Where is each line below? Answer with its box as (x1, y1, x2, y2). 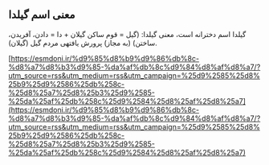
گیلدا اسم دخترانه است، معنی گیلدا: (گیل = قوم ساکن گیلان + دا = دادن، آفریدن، (8, 29, 247, 39)
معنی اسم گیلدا (8, 8, 75, 22)
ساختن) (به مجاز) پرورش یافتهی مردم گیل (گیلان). (8, 38, 158, 47)
